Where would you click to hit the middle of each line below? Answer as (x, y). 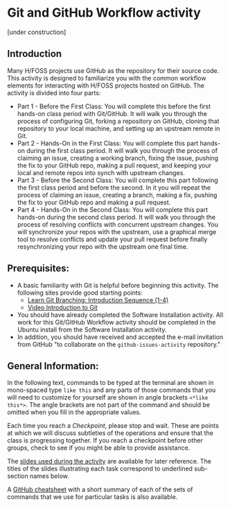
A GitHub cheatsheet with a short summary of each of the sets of (100, 490)
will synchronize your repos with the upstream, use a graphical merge (117, 231)
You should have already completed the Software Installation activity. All (120, 315)
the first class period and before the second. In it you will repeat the (114, 187)
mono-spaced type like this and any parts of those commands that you (112, 390)
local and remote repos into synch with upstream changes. (101, 172)
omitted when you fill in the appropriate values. (74, 412)
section (18, 476)
